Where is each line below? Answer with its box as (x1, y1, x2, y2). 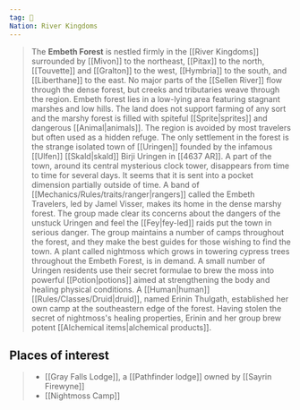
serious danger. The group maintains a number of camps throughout (30, 226, 285, 237)
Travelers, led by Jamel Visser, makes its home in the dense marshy (30, 198, 282, 209)
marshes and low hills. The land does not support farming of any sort (30, 103, 287, 114)
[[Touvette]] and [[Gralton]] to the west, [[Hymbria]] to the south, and (30, 64, 287, 76)
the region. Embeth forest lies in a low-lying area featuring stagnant (30, 93, 280, 104)
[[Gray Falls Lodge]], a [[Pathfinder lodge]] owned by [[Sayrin (44, 372, 272, 382)
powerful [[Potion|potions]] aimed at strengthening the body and (30, 274, 270, 285)
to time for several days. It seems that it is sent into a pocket (30, 169, 253, 180)
